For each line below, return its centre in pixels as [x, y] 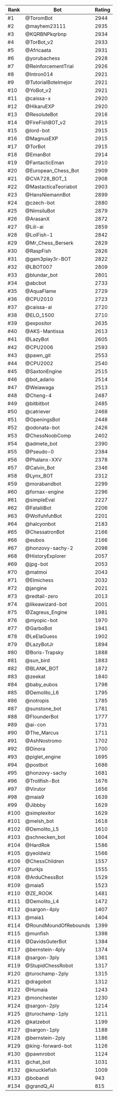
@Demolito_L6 [42, 693]
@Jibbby [35, 805]
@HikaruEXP [40, 106]
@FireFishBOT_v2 [46, 122]
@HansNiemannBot [48, 195]
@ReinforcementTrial [49, 66]
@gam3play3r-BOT [48, 259]
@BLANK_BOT [42, 668]
